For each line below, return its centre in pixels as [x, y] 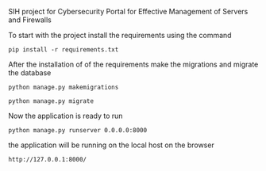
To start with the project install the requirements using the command [120, 35]
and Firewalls [30, 20]
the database [30, 73]
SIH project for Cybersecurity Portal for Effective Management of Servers [128, 11]
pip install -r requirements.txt [64, 50]
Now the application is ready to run [66, 116]
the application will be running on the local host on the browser [111, 145]
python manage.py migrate [51, 101]
